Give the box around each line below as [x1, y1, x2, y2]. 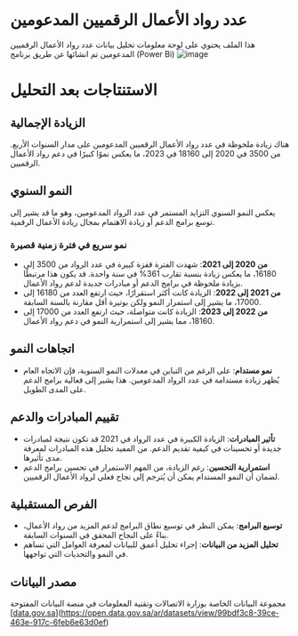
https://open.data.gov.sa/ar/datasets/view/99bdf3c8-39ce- [60, 608, 279, 618]
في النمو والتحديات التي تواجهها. [22, 549, 128, 560]
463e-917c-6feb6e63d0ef [10, 617, 107, 628]
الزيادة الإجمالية [10, 115, 85, 130]
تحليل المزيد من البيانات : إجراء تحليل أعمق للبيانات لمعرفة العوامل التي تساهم [22, 539, 278, 550]
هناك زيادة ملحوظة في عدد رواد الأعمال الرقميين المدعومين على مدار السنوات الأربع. [10, 139, 290, 149]
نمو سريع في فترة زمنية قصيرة [10, 238, 127, 251]
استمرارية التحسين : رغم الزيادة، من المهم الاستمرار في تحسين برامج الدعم [22, 462, 270, 472]
